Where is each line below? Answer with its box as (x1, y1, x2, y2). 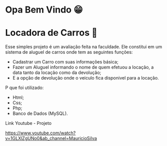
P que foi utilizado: (5, 85, 44, 91)
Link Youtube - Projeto (5, 120, 52, 126)
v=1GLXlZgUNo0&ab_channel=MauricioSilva (5, 135, 97, 141)
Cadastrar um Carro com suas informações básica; (12, 59, 119, 65)
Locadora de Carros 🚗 (5, 27, 98, 39)
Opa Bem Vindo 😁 (5, 4, 83, 16)
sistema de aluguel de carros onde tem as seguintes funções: (5, 49, 133, 55)
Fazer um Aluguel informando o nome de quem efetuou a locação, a (12, 64, 154, 70)
